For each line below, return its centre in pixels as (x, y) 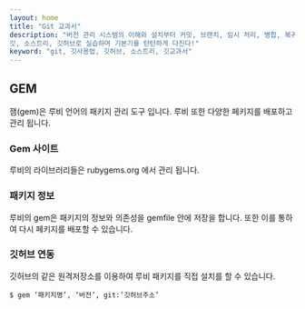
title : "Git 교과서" (45, 26)
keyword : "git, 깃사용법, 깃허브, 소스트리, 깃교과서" (101, 52)
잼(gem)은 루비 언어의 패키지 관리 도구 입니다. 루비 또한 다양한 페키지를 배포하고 (151, 111)
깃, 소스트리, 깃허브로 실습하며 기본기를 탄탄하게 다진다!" (104, 43)
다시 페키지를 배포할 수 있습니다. (76, 229)
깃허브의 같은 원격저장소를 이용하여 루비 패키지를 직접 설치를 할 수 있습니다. (143, 276)
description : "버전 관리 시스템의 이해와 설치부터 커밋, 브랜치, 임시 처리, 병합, (145, 35)
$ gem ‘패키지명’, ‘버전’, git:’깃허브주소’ (84, 295)
